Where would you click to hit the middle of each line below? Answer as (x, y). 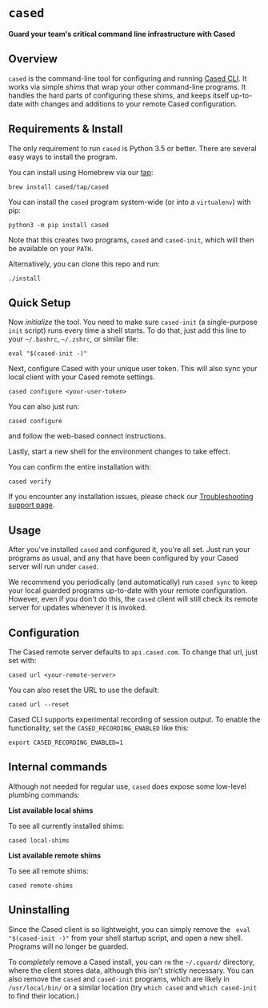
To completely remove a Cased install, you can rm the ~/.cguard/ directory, (132, 962)
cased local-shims (39, 840)
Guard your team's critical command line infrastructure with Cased (122, 34)
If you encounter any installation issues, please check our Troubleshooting (131, 497)
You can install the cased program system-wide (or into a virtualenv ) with (130, 202)
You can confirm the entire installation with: (80, 467)
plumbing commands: (44, 794)
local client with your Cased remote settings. (82, 377)
